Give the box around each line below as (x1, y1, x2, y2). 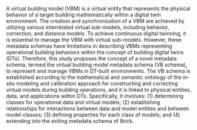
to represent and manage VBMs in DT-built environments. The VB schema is (6, 68, 191, 74)
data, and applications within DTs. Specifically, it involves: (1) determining (6, 92, 184, 99)
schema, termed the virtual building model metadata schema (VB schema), (6, 61, 188, 68)
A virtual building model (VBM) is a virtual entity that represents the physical (6, 5, 191, 12)
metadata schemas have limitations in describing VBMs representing (6, 42, 172, 49)
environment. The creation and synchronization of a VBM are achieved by (6, 18, 185, 24)
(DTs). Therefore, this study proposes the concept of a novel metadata (6, 55, 177, 62)
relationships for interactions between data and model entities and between (6, 105, 189, 112)
